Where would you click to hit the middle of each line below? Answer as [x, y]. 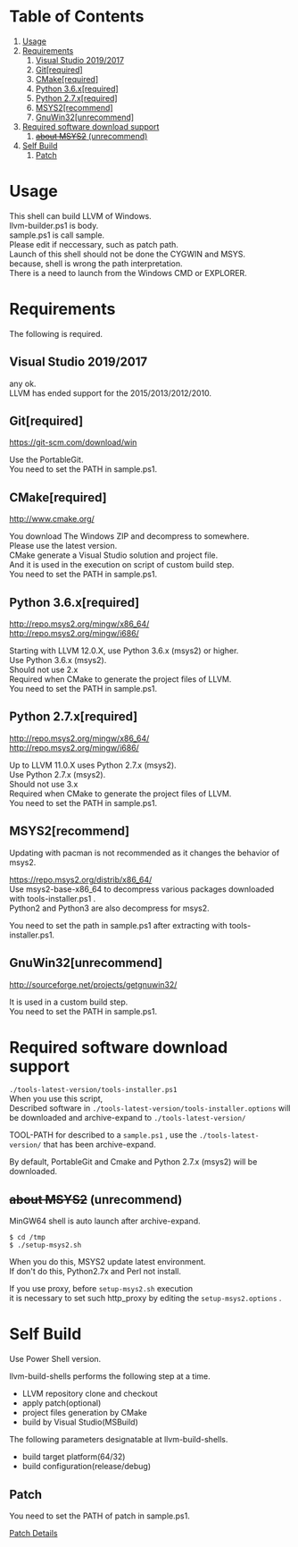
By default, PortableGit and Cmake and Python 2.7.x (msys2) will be [133, 1162]
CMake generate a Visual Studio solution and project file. [114, 555]
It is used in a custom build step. [69, 1002]
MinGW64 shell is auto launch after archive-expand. [105, 1221]
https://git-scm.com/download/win [73, 442]
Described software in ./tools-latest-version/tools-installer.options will [150, 1108]
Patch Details [33, 1533]
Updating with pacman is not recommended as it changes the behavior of [145, 853]
